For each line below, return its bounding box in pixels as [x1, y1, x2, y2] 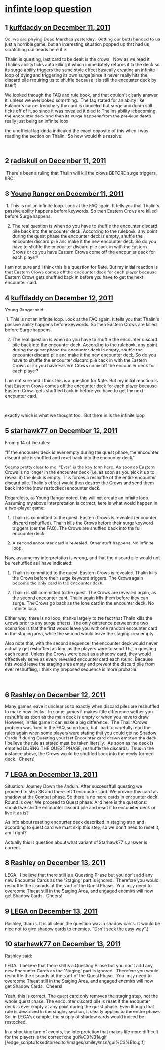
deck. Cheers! [5, 756, 35, 762]
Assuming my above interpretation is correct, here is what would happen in [5, 500, 158, 506]
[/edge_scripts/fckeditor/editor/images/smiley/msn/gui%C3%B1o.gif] [5, 1039, 145, 1045]
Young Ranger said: [5, 307, 45, 313]
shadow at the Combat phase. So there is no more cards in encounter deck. [5, 794, 159, 800]
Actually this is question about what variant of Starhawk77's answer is [5, 839, 148, 845]
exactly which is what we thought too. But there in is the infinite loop [5, 412, 145, 418]
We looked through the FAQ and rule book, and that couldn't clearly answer [5, 92, 158, 98]
